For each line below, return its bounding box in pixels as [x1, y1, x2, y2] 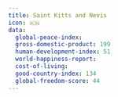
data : [8, 26, 26, 34]
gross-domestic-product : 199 [15, 41, 111, 48]
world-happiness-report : [15, 56, 97, 63]
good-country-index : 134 [15, 70, 97, 77]
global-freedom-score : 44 [15, 77, 101, 84]
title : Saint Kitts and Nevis [8, 11, 108, 20]
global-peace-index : [15, 33, 83, 41]
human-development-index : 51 [15, 48, 111, 56]
